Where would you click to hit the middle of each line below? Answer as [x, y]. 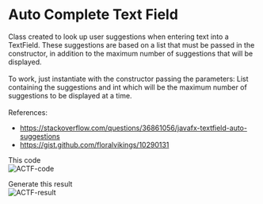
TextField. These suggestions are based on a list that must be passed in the [131, 44]
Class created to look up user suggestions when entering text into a [119, 37]
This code [25, 160]
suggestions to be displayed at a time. [70, 95]
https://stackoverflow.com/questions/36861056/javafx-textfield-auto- [133, 128]
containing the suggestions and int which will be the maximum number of [128, 87]
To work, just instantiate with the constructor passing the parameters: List [128, 79]
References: [28, 112]
